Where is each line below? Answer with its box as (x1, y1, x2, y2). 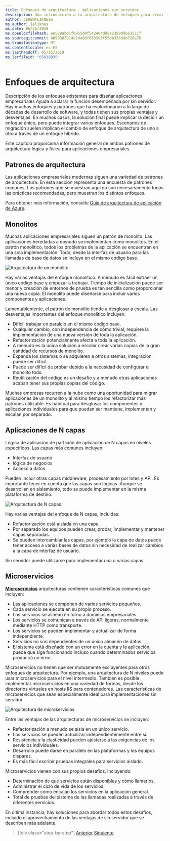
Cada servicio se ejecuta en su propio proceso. (12, 606, 111, 612)
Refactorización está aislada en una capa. (12, 521, 100, 527)
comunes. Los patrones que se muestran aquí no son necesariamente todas (5, 185, 164, 191)
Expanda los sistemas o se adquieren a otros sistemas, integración (12, 353, 152, 359)
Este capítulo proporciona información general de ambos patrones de (5, 140, 150, 147)
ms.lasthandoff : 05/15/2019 (5, 50, 65, 55)
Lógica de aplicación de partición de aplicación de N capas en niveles (5, 439, 151, 445)
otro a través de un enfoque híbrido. (5, 131, 80, 137)
